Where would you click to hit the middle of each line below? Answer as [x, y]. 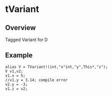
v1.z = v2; [16, 88]
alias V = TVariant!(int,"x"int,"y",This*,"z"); [56, 67]
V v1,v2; [14, 71]
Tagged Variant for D [27, 39]
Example [19, 55]
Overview [21, 28]
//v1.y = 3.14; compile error [37, 80]
